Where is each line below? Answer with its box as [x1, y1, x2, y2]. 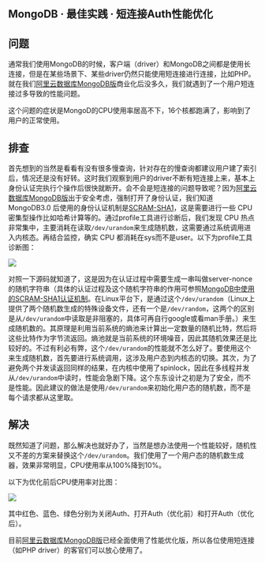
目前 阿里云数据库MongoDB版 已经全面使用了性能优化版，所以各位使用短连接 [8, 535, 255, 545]
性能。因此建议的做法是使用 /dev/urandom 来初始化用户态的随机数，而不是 [14, 383, 251, 393]
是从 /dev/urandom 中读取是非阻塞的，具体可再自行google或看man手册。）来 [8, 314, 250, 323]
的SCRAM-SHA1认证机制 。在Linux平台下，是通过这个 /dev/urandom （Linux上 [8, 294, 256, 304]
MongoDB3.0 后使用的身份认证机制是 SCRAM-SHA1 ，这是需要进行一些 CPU [8, 203, 253, 213]
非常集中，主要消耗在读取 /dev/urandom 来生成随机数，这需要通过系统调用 [8, 223, 244, 232]
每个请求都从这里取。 [8, 393, 77, 402]
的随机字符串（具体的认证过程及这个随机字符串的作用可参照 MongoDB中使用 [8, 284, 255, 294]
